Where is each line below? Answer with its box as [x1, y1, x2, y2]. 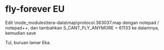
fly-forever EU [5, 3, 65, 15]
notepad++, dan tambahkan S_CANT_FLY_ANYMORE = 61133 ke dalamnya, [5, 25, 159, 30]
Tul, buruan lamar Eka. [5, 39, 51, 45]
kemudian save [5, 30, 36, 36]
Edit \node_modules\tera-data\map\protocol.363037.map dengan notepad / [5, 20, 159, 25]
